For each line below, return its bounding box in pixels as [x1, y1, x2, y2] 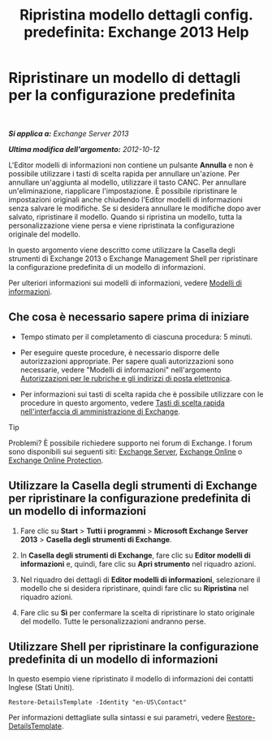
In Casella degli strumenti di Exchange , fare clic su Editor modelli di [19, 550, 251, 560]
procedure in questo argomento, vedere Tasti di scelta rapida [19, 398, 225, 407]
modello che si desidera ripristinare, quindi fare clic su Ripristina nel [19, 583, 249, 593]
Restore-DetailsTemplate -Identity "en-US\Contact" [8, 698, 187, 706]
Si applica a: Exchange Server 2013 [8, 128, 129, 138]
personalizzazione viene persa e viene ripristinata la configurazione [8, 220, 235, 230]
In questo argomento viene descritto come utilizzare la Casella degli [8, 245, 235, 254]
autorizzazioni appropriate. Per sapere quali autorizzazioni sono [19, 356, 234, 366]
